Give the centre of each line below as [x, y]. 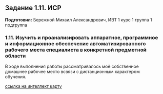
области [15, 56]
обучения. [16, 77]
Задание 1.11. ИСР [33, 8]
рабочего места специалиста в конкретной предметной [76, 50]
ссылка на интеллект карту [33, 86]
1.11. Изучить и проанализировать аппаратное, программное [81, 38]
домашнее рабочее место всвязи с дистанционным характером [72, 72]
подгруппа [16, 25]
